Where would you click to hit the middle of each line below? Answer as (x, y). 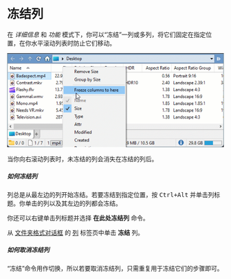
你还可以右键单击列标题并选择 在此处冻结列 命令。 (78, 218)
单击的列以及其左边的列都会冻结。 (73, 203)
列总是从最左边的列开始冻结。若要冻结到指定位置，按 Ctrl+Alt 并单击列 (111, 195)
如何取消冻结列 (28, 249)
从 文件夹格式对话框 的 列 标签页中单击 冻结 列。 (76, 233)
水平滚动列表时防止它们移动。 (73, 43)
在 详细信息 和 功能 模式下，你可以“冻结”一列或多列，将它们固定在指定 (107, 34)
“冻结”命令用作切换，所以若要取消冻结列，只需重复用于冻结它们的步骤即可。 (115, 269)
